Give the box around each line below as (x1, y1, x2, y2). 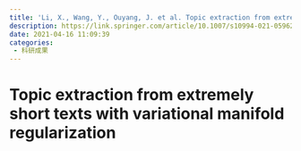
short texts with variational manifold (9, 104, 285, 124)
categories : (9, 38, 54, 47)
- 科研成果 (13, 46, 49, 55)
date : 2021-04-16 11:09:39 (9, 29, 110, 38)
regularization (9, 122, 116, 143)
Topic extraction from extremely (9, 85, 254, 105)
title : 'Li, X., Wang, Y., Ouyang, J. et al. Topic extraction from (9, 13, 271, 22)
